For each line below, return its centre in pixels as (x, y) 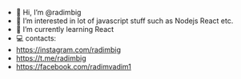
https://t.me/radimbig (51, 58)
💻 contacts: (36, 38)
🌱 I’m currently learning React (65, 29)
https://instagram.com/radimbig (68, 49)
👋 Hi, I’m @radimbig (48, 12)
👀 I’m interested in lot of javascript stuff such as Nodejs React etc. (125, 21)
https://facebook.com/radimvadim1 (74, 67)
